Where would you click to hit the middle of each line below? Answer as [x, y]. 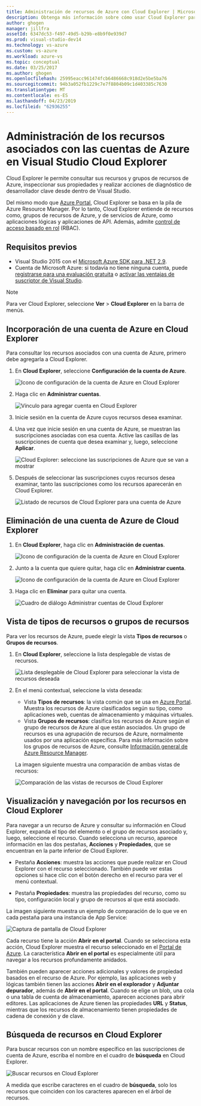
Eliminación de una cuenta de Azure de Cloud [93, 521]
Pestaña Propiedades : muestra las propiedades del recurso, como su [100, 893]
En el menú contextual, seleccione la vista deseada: [79, 690]
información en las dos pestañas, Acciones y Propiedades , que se [89, 844]
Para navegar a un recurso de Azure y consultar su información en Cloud [96, 825]
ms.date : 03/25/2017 [32, 67]
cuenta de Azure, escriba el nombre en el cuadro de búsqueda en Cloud [96, 1056]
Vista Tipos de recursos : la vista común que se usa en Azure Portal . [108, 702]
